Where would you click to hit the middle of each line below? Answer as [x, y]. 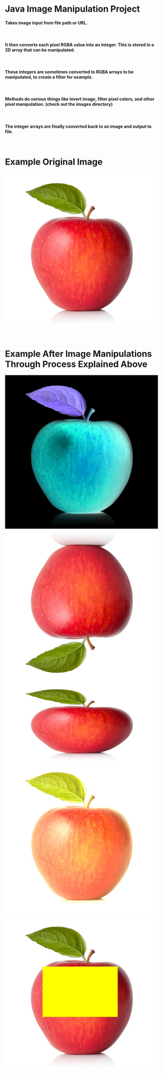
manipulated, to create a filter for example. [49, 77]
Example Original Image [54, 162]
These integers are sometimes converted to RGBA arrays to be [69, 72]
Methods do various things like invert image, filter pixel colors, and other [80, 99]
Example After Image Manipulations [79, 354]
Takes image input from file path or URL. [46, 22]
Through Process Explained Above [76, 364]
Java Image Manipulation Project [73, 9]
